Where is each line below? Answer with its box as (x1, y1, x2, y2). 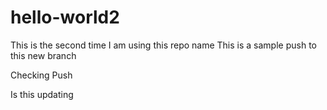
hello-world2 (10, 6, 120, 29)
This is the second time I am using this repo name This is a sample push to (10, 39, 317, 51)
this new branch (10, 49, 77, 61)
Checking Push (10, 69, 73, 81)
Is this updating (10, 88, 74, 100)
